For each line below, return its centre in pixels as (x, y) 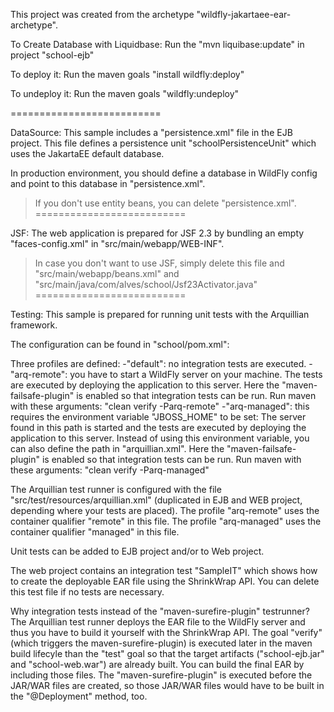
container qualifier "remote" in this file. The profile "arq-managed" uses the (166, 521)
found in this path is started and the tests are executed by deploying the (158, 427)
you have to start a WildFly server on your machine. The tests (196, 374)
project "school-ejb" (52, 55)
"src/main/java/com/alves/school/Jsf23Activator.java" (146, 284)
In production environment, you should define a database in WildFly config (164, 173)
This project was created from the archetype (102, 14)
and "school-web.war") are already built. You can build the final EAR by (157, 664)
